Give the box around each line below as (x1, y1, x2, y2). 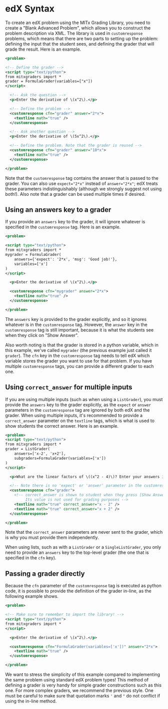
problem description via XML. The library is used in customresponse (5, 30, 143, 36)
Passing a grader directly (5, 569, 85, 578)
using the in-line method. (5, 698, 57, 704)
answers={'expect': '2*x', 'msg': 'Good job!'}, (14, 256, 117, 262)
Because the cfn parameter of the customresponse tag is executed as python (5, 583, 161, 589)
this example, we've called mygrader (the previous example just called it (5, 347, 152, 353)
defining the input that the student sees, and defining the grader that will (5, 41, 154, 47)
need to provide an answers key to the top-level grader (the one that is (5, 549, 149, 556)
